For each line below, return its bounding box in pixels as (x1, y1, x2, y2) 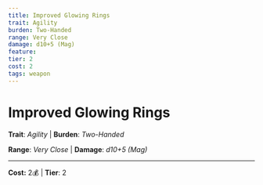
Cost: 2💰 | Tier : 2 (8, 168, 67, 177)
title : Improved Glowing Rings (8, 11, 110, 20)
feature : (8, 48, 37, 56)
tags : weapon (8, 70, 51, 78)
